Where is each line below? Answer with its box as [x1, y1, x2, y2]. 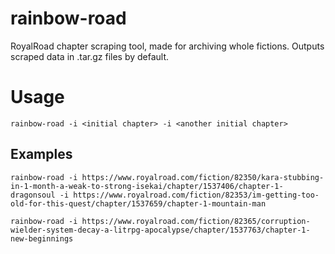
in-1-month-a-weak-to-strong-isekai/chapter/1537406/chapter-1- [10, 181, 284, 191]
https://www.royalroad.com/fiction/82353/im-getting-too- [73, 190, 320, 200]
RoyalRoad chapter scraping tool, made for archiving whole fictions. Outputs [10, 40, 325, 52]
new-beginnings [10, 233, 74, 244]
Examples [10, 146, 73, 163]
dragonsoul [10, 190, 56, 200]
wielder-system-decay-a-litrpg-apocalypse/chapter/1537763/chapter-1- [10, 225, 311, 235]
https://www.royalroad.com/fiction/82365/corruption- [81, 216, 311, 226]
